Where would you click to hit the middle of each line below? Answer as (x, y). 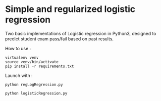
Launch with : (19, 75)
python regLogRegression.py (34, 85)
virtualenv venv (22, 57)
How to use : (18, 48)
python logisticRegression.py (36, 93)
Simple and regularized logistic (70, 9)
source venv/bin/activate (32, 62)
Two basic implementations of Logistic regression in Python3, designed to (81, 33)
